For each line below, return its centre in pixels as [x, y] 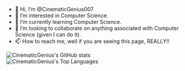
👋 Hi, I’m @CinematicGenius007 [54, 9]
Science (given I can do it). [48, 35]
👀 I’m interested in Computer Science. [62, 16]
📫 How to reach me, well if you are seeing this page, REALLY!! [92, 41]
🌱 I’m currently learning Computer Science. [68, 22]
